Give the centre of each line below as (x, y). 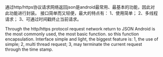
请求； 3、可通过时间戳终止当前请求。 (43, 19)
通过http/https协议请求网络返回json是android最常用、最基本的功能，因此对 (80, 7)
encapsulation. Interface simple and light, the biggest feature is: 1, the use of (82, 39)
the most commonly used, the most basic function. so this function (72, 34)
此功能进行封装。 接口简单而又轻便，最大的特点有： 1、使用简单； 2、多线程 (81, 13)
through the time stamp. (29, 49)
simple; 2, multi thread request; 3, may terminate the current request (74, 44)
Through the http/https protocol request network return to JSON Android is (80, 29)
